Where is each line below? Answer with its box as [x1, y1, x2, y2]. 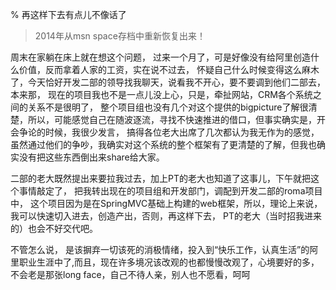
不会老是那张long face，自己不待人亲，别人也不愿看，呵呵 [10, 269, 251, 280]
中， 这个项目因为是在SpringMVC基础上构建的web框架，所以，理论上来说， [10, 198, 323, 209]
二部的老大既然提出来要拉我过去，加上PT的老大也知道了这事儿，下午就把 [10, 173, 311, 184]
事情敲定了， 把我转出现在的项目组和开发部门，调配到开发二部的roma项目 [18, 185, 323, 197]
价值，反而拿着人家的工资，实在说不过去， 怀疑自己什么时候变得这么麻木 [18, 64, 320, 75]
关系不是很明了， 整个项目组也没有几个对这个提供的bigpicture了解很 [27, 101, 309, 113]
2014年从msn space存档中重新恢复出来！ [34, 30, 206, 42]
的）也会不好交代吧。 [10, 223, 98, 234]
